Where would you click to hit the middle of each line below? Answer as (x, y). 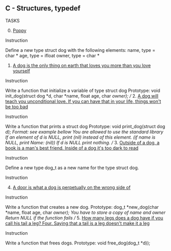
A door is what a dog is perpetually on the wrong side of (72, 187)
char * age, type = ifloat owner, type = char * (52, 55)
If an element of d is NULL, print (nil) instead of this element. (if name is (80, 137)
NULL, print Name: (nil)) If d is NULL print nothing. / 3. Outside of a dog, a (82, 142)
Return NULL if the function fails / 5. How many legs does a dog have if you (84, 217)
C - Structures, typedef (43, 8)
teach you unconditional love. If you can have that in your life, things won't (83, 101)
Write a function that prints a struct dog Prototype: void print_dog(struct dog (85, 126)
